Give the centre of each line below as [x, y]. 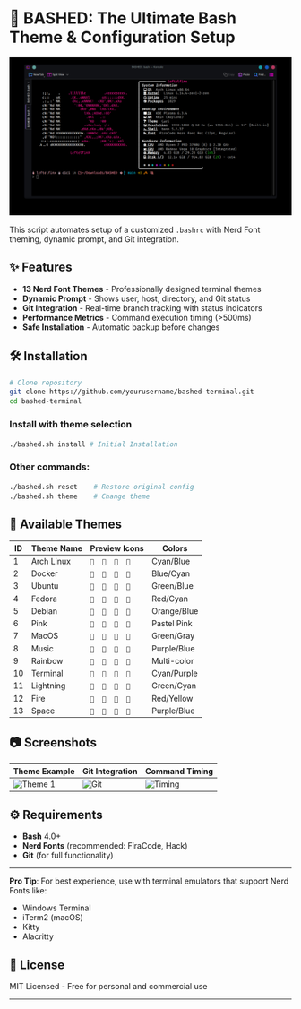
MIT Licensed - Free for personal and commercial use [108, 987]
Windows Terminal [56, 908]
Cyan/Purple [175, 673]
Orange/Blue [175, 611]
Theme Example [44, 771]
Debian [44, 611]
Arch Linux [51, 561]
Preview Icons [117, 548]
